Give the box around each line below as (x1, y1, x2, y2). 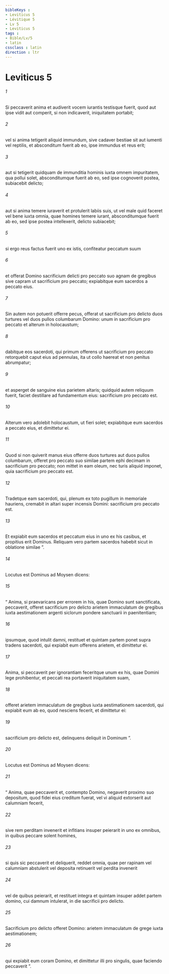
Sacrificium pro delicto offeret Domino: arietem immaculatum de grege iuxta (5, 925, 163, 931)
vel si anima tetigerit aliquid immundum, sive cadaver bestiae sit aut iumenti (5, 137, 162, 143)
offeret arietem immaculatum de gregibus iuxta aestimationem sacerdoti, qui (5, 702, 164, 708)
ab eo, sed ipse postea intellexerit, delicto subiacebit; (5, 218, 116, 224)
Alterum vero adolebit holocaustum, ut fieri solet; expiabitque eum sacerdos (5, 419, 163, 426)
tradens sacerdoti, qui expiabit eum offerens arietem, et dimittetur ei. (5, 642, 148, 648)
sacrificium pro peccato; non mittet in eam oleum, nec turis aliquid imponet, (5, 462, 162, 469)
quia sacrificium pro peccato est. (5, 468, 74, 474)
